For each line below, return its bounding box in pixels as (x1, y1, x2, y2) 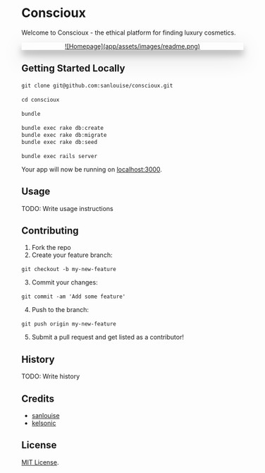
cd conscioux (21, 96, 60, 103)
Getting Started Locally (21, 62, 125, 75)
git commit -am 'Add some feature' (21, 293, 126, 301)
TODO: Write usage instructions (21, 204, 114, 212)
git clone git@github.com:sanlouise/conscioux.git (21, 82, 173, 89)
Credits (21, 393, 55, 405)
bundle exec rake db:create (21, 124, 104, 131)
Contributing (21, 224, 79, 236)
